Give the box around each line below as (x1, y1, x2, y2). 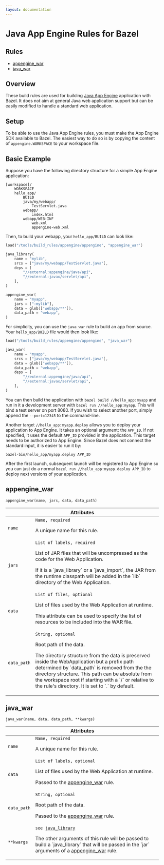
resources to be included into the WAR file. (35, 618, 133, 625)
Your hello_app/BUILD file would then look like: (5, 329, 99, 335)
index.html (31, 212, 54, 217)
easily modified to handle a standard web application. (5, 103, 113, 109)
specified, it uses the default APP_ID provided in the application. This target (5, 432, 155, 438)
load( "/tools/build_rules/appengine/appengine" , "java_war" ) (5, 339, 132, 343)
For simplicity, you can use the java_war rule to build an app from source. (5, 324, 152, 330)
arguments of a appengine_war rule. (35, 847, 118, 854)
